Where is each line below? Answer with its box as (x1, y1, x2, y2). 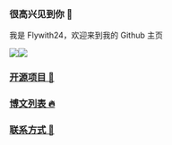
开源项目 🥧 (9, 72, 56, 84)
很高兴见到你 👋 (9, 7, 73, 20)
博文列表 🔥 (9, 98, 56, 110)
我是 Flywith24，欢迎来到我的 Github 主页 (9, 30, 164, 41)
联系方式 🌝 (9, 124, 56, 136)
